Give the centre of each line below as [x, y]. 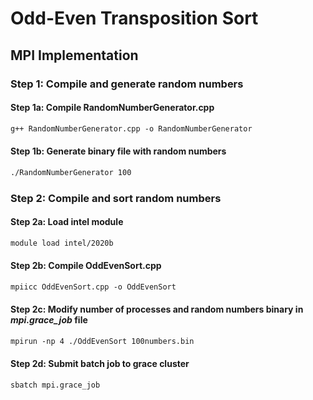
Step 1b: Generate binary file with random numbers [118, 151]
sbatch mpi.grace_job [55, 385]
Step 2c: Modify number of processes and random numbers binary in [157, 309]
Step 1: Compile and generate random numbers [127, 84]
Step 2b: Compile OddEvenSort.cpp [86, 266]
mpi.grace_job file [49, 320]
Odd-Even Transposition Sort [134, 18]
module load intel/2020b [62, 243]
